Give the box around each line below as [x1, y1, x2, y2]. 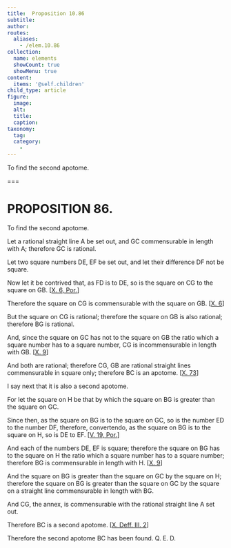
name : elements [13, 55, 57, 62]
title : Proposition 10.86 [7, 10, 85, 17]
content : [7, 74, 32, 81]
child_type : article [7, 87, 67, 94]
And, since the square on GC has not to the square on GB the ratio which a [7, 333, 219, 341]
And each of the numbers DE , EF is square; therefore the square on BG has [7, 444, 221, 452]
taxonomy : [7, 125, 36, 132]
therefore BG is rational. [7, 320, 74, 328]
